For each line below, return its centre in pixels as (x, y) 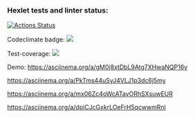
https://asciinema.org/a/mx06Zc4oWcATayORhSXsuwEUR (90, 94)
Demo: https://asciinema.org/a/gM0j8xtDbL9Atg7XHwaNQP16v (98, 67)
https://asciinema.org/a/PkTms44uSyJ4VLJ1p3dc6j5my (86, 81)
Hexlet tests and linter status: (58, 10)
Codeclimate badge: (36, 39)
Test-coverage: (29, 54)
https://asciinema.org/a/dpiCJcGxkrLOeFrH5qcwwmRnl (86, 107)
